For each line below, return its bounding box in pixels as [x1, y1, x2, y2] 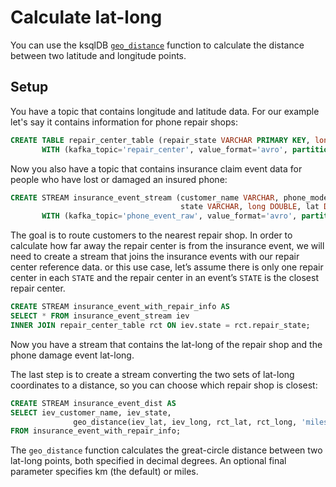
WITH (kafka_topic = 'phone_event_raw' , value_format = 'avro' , [41, 211, 298, 221]
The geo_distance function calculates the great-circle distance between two [10, 444, 323, 456]
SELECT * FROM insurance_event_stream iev [10, 311, 190, 321]
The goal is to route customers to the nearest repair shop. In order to [10, 229, 293, 241]
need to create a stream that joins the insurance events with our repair [10, 251, 300, 263]
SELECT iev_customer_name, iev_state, [10, 407, 172, 418]
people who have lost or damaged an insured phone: [10, 173, 228, 185]
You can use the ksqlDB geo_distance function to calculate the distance [10, 39, 305, 51]
